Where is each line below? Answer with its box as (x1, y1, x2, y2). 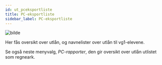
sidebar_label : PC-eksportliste (5, 16, 72, 21)
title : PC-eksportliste (5, 12, 55, 17)
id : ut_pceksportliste (5, 7, 52, 12)
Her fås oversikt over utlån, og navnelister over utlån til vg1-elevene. (5, 39, 145, 45)
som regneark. (5, 54, 35, 60)
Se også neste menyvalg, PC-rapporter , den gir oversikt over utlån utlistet (5, 49, 157, 55)
